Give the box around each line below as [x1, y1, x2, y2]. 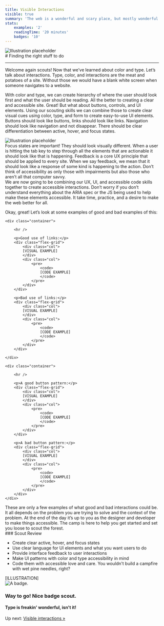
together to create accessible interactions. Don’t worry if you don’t [5, 184, 139, 190]
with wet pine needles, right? [12, 566, 71, 571]
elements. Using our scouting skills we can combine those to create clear [5, 107, 153, 113]
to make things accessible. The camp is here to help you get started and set [5, 520, 158, 526]
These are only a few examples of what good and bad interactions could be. [5, 504, 158, 510]
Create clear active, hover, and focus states [12, 540, 100, 546]
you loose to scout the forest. [5, 525, 64, 531]
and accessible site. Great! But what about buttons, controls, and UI [5, 102, 141, 108]
